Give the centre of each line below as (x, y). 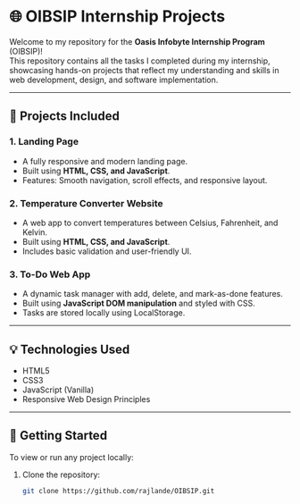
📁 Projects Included (65, 117)
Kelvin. (34, 232)
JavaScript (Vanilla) (58, 390)
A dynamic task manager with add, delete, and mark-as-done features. (153, 294)
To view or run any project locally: (71, 457)
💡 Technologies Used (70, 349)
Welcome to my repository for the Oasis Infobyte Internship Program (137, 41)
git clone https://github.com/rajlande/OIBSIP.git (118, 491)
